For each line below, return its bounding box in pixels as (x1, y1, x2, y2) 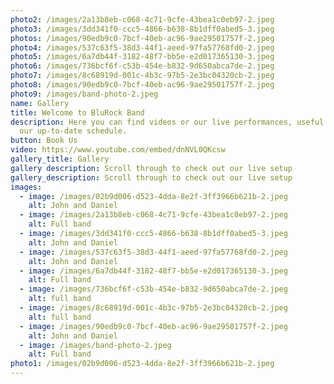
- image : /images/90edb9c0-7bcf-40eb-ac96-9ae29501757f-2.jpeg (19, 321, 288, 331)
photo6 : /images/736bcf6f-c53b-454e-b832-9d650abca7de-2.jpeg (10, 61, 275, 71)
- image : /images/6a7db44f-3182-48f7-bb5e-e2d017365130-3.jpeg (19, 266, 288, 276)
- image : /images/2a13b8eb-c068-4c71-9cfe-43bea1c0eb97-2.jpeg (19, 210, 288, 220)
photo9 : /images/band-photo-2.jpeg (10, 89, 159, 99)
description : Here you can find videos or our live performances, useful (10, 117, 325, 127)
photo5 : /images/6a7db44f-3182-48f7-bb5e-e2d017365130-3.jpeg (10, 52, 275, 62)
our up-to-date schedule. (19, 126, 128, 136)
